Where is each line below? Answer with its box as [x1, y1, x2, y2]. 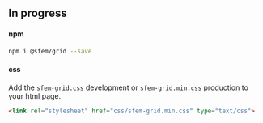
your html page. [8, 91, 62, 100]
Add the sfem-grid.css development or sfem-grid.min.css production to [8, 83, 249, 92]
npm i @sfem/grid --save [8, 47, 92, 55]
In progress [8, 6, 67, 20]
